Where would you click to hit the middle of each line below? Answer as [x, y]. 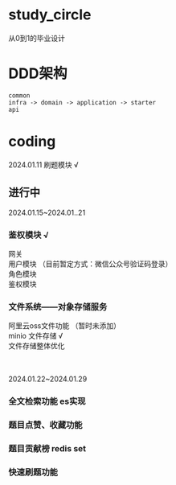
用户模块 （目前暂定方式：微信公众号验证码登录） [90, 264]
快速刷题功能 [33, 472]
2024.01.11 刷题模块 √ [43, 164]
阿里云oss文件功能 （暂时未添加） [65, 326]
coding [32, 142]
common [19, 95]
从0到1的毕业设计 [37, 38]
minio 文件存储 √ [36, 336]
